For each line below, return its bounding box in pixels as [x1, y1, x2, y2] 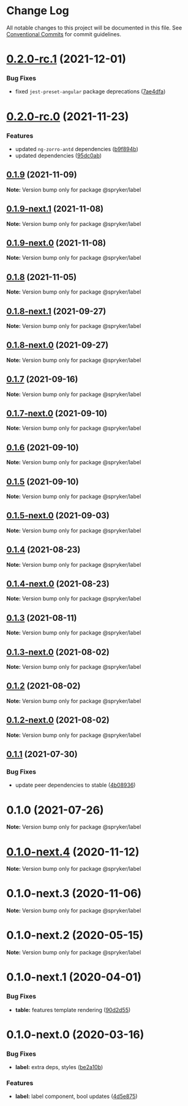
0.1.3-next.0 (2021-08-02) [6, 647, 110, 657]
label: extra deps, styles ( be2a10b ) [15, 1064, 103, 1071]
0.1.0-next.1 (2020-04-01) [6, 970, 142, 984]
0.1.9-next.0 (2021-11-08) [6, 238, 106, 248]
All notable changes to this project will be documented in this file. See [6, 24, 182, 31]
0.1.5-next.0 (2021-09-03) [6, 510, 110, 521]
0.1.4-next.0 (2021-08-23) [6, 578, 110, 590]
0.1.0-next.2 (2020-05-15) [6, 929, 144, 943]
